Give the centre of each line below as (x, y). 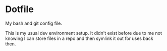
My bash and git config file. (34, 23)
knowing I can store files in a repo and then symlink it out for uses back (79, 38)
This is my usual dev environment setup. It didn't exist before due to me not (84, 33)
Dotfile (19, 9)
